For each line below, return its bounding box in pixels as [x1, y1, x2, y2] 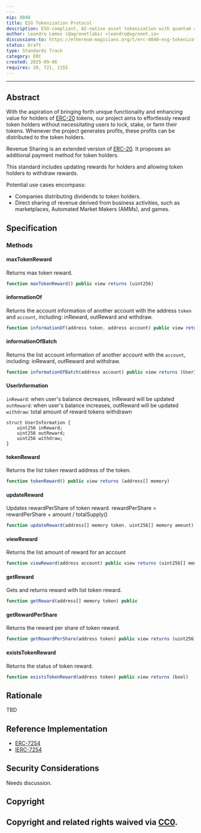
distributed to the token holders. [6, 134, 86, 141]
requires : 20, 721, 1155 [6, 64, 68, 71]
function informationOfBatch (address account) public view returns [6, 369, 178, 375]
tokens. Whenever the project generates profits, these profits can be [6, 127, 175, 135]
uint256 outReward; [17, 430, 66, 436]
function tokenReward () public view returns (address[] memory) [6, 478, 170, 484]
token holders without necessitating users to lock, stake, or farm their [6, 121, 178, 128]
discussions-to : [6, 37, 47, 43]
